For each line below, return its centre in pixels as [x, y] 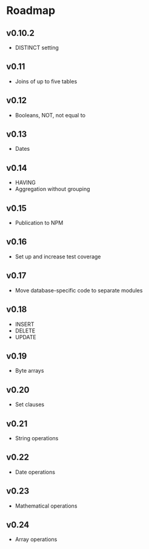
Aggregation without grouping [52, 189]
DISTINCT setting [37, 47]
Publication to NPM [39, 223]
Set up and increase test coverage [58, 257]
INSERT [25, 324]
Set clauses [29, 404]
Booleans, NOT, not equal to [50, 115]
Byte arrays [29, 371]
